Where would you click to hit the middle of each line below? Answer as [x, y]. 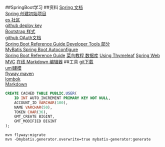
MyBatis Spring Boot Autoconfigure [42, 49]
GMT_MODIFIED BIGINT [35, 121]
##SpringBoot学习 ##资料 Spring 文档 [44, 7]
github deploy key [24, 25]
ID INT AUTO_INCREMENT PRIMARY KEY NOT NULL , [62, 98]
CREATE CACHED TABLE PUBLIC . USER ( [41, 93]
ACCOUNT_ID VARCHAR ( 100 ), [41, 102]
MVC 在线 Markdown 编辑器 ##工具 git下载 [49, 62]
